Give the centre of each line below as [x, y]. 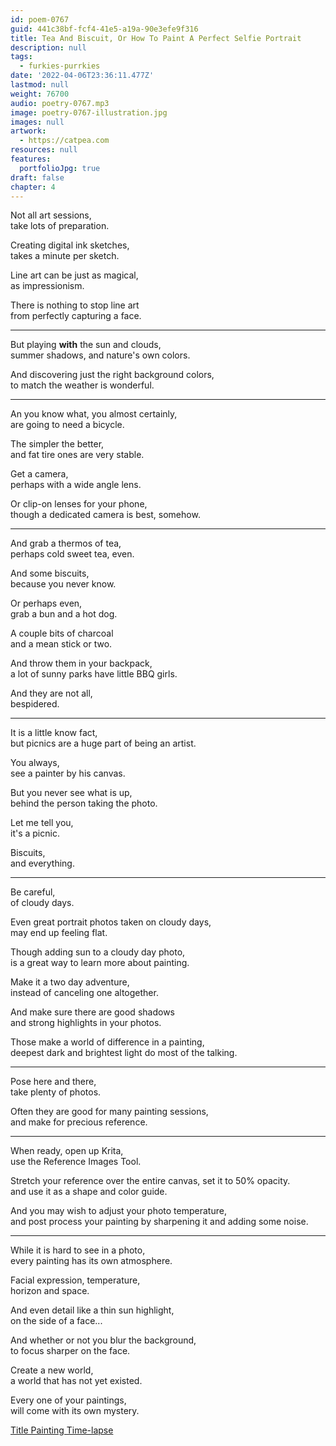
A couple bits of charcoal [62, 633]
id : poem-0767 [40, 19]
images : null [37, 122]
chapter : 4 [33, 187]
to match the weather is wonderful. [82, 385]
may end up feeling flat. [59, 933]
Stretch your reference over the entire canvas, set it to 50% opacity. [150, 1181]
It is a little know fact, [54, 733]
